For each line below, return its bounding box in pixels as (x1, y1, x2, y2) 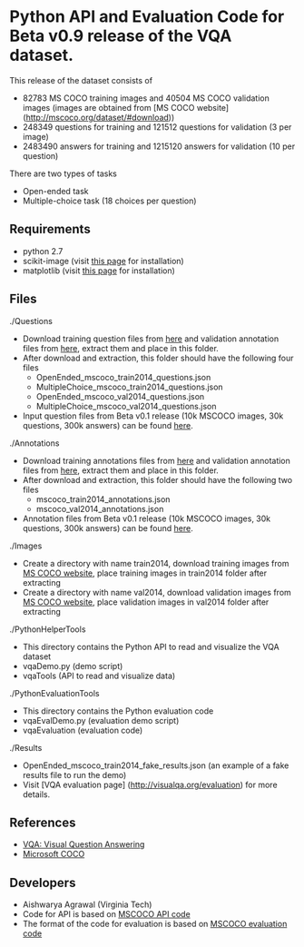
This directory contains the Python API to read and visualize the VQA (22, 641, 279, 652)
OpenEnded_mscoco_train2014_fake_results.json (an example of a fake (22, 760, 289, 771)
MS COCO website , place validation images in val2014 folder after (22, 597, 270, 607)
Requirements (9, 222, 91, 237)
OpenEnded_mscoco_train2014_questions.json (35, 371, 211, 382)
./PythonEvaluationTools (9, 687, 100, 698)
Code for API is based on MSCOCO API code (22, 909, 191, 920)
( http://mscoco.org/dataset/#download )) (22, 112, 175, 123)
